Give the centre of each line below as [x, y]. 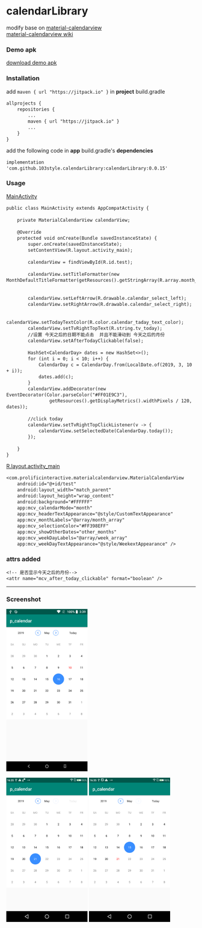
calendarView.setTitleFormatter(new [74, 274]
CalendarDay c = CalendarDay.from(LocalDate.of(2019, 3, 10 [115, 365]
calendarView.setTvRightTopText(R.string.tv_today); [95, 328]
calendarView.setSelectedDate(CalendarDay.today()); [106, 431]
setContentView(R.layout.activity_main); [81, 250]
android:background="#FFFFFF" [55, 502]
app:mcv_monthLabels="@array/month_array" [71, 520]
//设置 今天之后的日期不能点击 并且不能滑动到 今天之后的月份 [96, 335]
